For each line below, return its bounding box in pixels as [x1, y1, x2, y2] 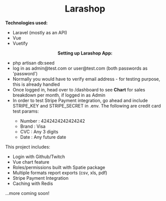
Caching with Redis [12, 180, 53, 186]
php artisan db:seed [12, 60, 55, 66]
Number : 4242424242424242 [20, 118, 85, 124]
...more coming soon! [5, 190, 50, 196]
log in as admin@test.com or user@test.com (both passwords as [12, 65, 148, 71]
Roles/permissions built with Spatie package [12, 164, 105, 170]
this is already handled [12, 81, 60, 87]
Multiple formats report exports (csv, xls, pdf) [12, 170, 108, 176]
